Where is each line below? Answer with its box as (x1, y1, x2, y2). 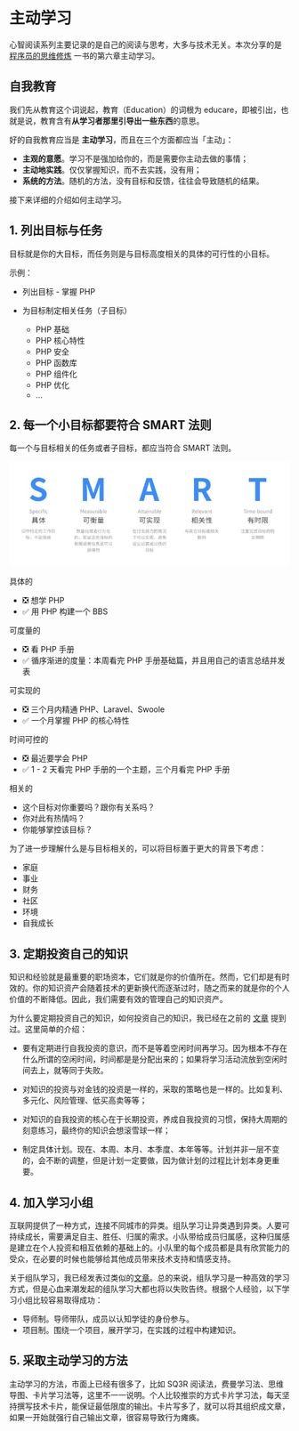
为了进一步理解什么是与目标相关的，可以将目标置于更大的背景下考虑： (9, 843, 267, 854)
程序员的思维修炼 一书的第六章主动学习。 (9, 50, 160, 61)
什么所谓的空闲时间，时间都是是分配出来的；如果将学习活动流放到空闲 (21, 1054, 280, 1064)
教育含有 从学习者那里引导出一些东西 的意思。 (39, 115, 205, 125)
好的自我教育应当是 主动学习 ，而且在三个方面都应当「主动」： (9, 134, 234, 145)
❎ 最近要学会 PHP (21, 753, 88, 764)
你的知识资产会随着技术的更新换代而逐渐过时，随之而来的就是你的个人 (32, 982, 290, 993)
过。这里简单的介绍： (9, 1024, 87, 1035)
